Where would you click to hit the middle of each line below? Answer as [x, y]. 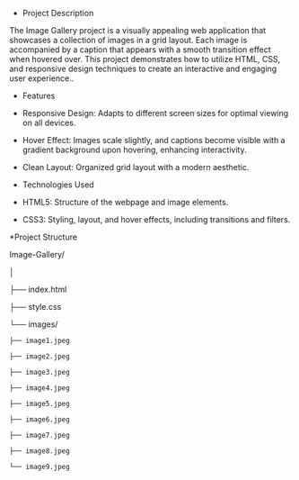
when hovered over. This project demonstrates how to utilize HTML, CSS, [145, 59]
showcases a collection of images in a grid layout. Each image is [128, 40]
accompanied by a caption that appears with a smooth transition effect [140, 50]
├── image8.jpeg [40, 451]
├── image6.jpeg [40, 420]
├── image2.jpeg [40, 357]
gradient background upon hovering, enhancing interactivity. [134, 149]
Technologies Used [58, 185]
